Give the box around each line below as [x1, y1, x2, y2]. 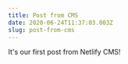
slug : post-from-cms [8, 26, 76, 34]
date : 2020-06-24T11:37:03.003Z [8, 19, 113, 27]
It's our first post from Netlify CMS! [8, 48, 121, 57]
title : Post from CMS [8, 11, 79, 20]
